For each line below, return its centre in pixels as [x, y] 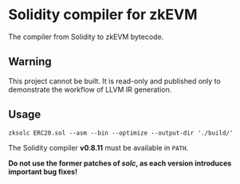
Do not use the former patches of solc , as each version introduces [120, 163]
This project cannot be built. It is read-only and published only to [114, 80]
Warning [30, 62]
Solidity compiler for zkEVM [103, 15]
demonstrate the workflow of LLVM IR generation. [90, 89]
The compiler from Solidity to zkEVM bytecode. [86, 37]
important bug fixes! [43, 171]
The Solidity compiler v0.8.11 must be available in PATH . [98, 147]
